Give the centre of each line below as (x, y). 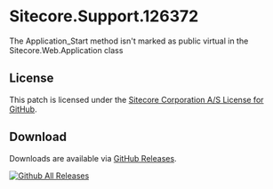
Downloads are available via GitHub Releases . (93, 158)
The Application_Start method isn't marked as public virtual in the (129, 41)
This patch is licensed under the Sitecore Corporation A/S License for (136, 99)
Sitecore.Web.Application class (66, 50)
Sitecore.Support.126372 (104, 16)
